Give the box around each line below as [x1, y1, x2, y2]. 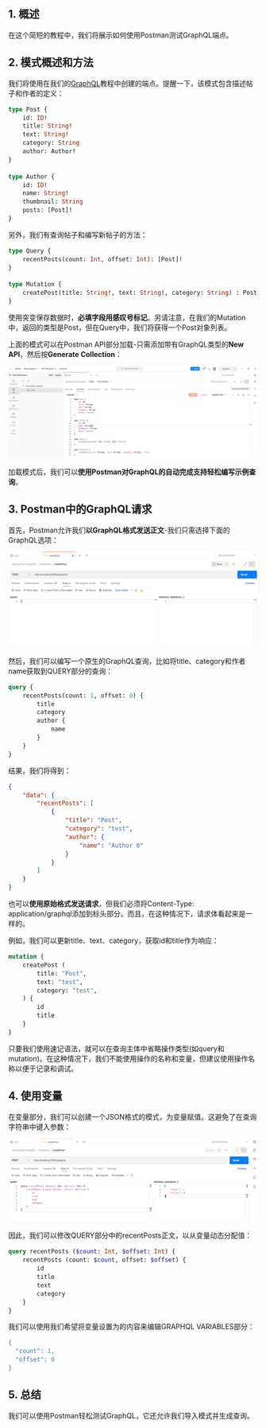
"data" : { [22, 791, 56, 799]
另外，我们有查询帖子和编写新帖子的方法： [8, 229, 148, 239]
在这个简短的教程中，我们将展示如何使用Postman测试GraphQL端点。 [8, 30, 233, 40]
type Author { [8, 172, 56, 181]
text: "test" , [37, 978, 83, 986]
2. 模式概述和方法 [8, 56, 94, 69]
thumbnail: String [22, 198, 83, 206]
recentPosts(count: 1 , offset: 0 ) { [22, 692, 145, 700]
